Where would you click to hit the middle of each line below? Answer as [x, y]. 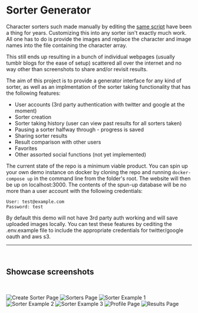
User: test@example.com [35, 202]
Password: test [25, 207]
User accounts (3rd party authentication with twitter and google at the [100, 104]
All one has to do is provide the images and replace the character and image [99, 39]
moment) [26, 111]
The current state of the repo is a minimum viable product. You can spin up [97, 166]
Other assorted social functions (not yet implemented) [80, 154]
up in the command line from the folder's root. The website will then [109, 178]
